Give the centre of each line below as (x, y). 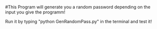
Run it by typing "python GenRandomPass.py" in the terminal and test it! (78, 22)
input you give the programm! (35, 12)
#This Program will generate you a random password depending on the (78, 7)
